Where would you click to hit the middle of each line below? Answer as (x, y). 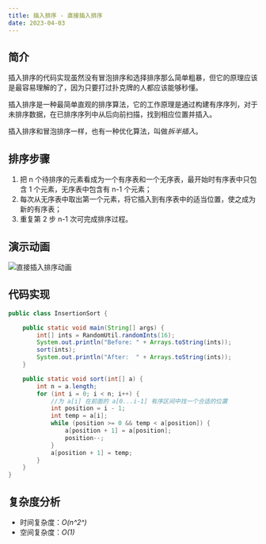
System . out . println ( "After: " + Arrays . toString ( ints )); (134, 357)
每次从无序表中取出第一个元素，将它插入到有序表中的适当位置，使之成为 (137, 199)
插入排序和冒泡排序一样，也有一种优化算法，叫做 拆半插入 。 (105, 131)
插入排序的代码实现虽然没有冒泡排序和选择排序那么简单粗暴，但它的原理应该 (133, 78)
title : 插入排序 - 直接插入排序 (55, 15)
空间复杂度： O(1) (47, 532)
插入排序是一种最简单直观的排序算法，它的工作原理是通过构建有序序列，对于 (133, 105)
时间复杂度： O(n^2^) (53, 522)
